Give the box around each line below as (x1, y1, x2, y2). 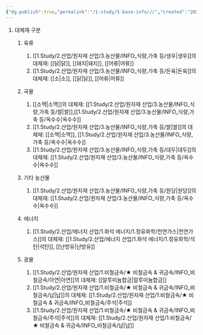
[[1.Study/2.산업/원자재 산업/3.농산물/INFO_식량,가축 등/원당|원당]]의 (32, 187, 196, 194)
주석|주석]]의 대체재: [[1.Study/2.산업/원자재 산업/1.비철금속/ (49, 314, 192, 321)
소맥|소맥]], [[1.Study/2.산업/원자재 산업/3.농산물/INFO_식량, (49, 131, 193, 138)
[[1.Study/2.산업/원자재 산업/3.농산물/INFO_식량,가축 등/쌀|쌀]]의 (32, 123, 187, 130)
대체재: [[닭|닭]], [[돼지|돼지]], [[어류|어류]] (32, 59, 134, 67)
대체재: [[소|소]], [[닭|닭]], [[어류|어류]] (32, 75, 125, 82)
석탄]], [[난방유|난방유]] (39, 243, 95, 250)
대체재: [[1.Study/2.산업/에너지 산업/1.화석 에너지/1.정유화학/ (47, 235, 190, 242)
